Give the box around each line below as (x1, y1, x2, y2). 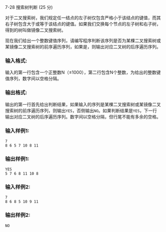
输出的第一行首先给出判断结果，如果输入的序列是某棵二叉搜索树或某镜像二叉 (5, 101, 161, 107)
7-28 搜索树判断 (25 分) (5, 4, 53, 10)
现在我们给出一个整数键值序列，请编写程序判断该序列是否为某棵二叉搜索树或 (5, 38, 161, 43)
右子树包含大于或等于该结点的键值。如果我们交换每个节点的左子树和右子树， (5, 21, 161, 27)
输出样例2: (5, 212, 31, 219)
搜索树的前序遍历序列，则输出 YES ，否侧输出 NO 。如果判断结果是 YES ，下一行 (5, 108, 157, 114)
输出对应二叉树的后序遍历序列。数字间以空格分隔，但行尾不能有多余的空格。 (5, 114, 161, 119)
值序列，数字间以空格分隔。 (5, 76, 62, 81)
